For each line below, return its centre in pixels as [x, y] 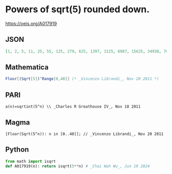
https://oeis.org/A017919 [31, 23]
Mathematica [27, 67]
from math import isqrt [31, 161]
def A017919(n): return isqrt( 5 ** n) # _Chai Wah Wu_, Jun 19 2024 [78, 166]
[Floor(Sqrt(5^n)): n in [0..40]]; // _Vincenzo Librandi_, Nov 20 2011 [84, 134]
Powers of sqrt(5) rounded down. [78, 9]
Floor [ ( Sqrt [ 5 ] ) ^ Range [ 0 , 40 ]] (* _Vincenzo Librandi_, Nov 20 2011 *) [82, 79]
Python [17, 150]
